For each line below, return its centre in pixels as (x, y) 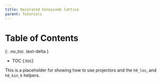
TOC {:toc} (23, 61)
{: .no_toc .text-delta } (27, 51)
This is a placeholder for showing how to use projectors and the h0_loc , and (81, 70)
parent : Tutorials (24, 14)
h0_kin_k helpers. (23, 75)
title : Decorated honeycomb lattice (42, 9)
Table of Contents (42, 38)
